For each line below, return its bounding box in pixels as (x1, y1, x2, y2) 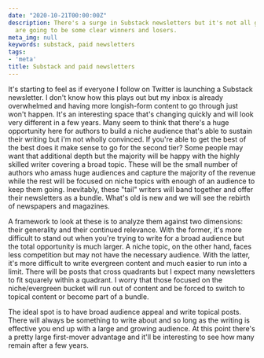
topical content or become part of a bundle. (8, 292, 149, 301)
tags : (8, 48, 26, 56)
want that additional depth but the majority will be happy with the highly (8, 151, 240, 161)
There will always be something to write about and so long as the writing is (8, 316, 250, 325)
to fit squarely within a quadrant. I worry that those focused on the (8, 275, 222, 284)
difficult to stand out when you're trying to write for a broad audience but (8, 233, 245, 242)
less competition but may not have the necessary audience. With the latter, (8, 249, 251, 260)
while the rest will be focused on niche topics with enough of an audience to (8, 176, 255, 186)
